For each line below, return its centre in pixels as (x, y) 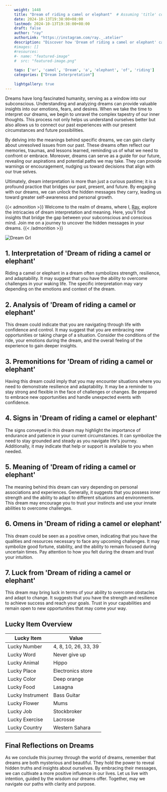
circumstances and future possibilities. (45, 130)
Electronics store (73, 671)
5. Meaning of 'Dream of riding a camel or (71, 467)
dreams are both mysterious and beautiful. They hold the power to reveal (80, 763)
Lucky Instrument (28, 695)
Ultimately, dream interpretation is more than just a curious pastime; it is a (81, 181)
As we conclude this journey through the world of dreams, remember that (80, 757)
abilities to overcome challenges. (39, 508)
